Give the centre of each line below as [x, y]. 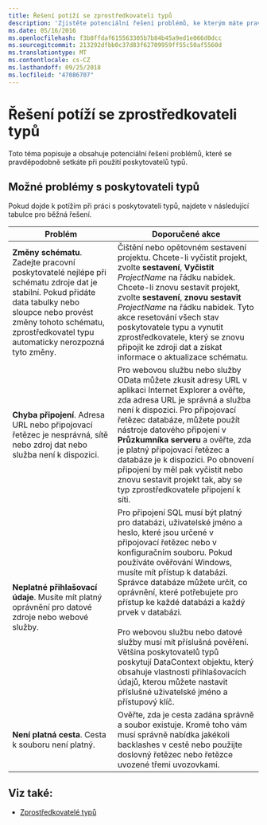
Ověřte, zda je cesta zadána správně [186, 715]
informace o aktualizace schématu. [183, 357]
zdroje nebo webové [50, 617]
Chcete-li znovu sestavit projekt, [179, 288]
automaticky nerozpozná [58, 342]
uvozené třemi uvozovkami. [168, 764]
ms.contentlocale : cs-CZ [49, 61]
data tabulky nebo [46, 302]
